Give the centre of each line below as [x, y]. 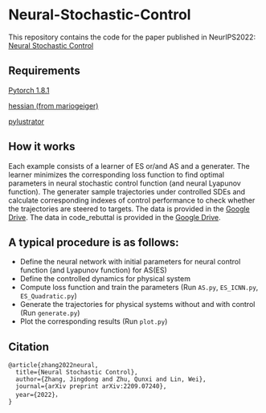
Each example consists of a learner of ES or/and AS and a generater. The [129, 166]
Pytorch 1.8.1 [29, 90]
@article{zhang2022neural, [53, 366]
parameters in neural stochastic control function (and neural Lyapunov [125, 183]
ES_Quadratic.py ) [49, 296]
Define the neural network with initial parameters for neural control [130, 262]
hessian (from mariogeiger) [53, 105]
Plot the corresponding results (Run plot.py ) [94, 321]
